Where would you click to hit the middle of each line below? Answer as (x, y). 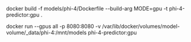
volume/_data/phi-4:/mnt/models (47, 33)
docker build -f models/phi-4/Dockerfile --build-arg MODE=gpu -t (87, 9)
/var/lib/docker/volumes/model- (141, 26)
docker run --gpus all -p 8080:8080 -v (53, 26)
